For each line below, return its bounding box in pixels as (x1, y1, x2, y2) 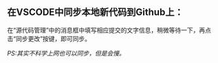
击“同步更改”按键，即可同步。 (7, 34, 91, 42)
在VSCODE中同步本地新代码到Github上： (7, 6, 184, 18)
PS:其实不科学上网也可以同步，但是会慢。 (7, 49, 125, 57)
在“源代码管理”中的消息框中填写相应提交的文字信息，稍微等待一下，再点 (7, 26, 212, 34)
